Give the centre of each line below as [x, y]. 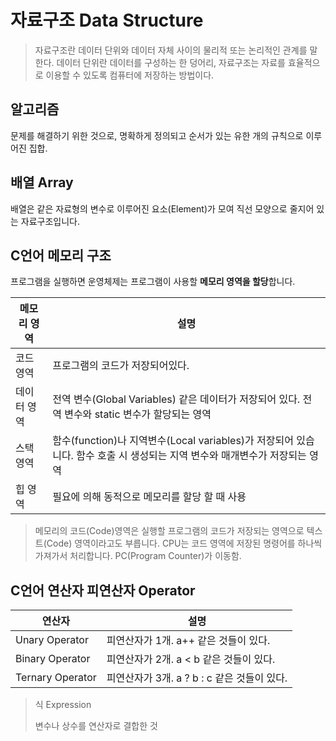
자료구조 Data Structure [107, 20]
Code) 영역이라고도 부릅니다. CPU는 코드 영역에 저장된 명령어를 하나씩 [184, 543]
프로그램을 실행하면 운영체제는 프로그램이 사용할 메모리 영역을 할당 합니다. [153, 282]
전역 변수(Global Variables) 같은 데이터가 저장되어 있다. [176, 399]
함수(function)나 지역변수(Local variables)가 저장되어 [173, 441]
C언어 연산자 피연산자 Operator [103, 590]
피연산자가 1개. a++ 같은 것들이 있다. [188, 641]
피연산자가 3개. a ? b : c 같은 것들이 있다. [197, 678]
